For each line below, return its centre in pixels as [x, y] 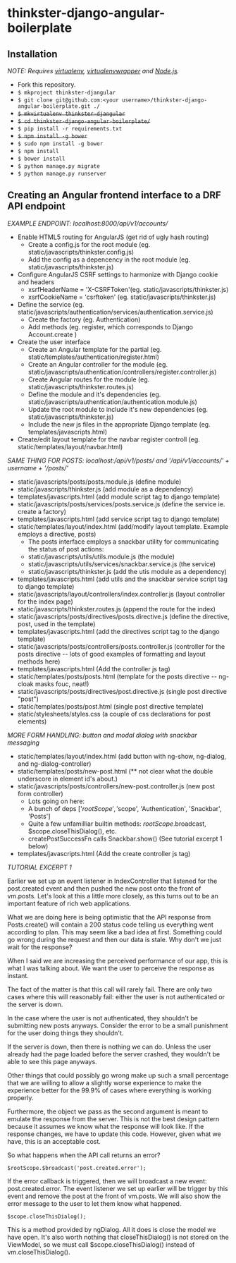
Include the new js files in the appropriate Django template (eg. [119, 424]
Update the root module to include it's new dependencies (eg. [118, 409]
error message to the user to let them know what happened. [94, 1203]
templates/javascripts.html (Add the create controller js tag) [104, 853]
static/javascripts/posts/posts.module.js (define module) [99, 482]
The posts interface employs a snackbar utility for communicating [124, 542]
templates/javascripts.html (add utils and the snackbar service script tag [122, 579]
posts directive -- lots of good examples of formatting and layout [111, 654]
